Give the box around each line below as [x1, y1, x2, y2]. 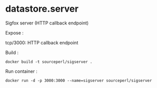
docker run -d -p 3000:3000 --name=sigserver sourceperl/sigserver [5, 78, 152, 83]
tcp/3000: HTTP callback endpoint [5, 39, 78, 46]
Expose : [5, 30, 24, 36]
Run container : [5, 68, 37, 74]
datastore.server [5, 3, 79, 15]
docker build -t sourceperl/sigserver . [5, 59, 93, 64]
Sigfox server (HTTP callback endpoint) [5, 20, 89, 26]
